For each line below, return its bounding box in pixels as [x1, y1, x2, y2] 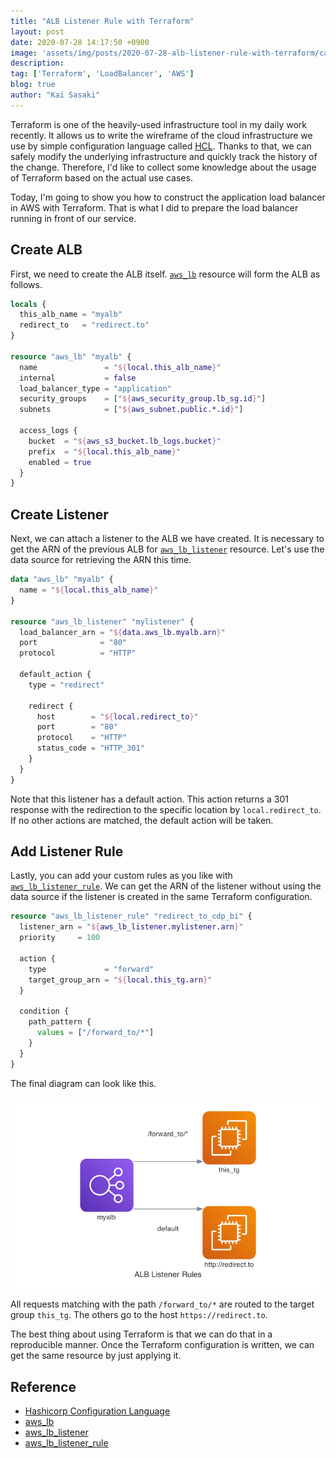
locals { [10, 299, 47, 309]
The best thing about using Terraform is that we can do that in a [10, 1328, 273, 1340]
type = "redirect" [28, 680, 105, 690]
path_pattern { [28, 1017, 92, 1027]
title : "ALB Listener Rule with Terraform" [10, 16, 195, 26]
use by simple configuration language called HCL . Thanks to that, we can [10, 140, 312, 152]
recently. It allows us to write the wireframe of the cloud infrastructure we [10, 129, 313, 141]
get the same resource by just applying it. [10, 1350, 182, 1362]
